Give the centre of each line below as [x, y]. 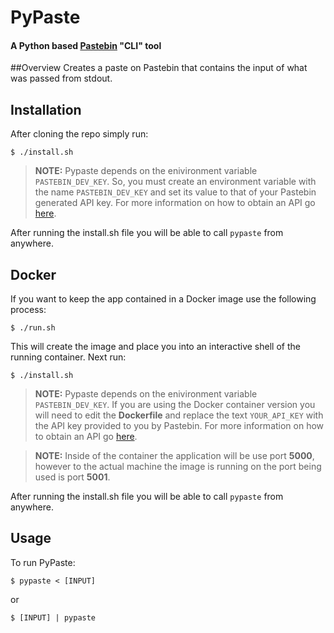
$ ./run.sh [33, 328]
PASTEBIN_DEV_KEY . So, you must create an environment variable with [175, 182]
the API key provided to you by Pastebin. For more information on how [179, 426]
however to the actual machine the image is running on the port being [178, 467]
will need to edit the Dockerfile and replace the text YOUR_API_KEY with [179, 415]
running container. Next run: [68, 357]
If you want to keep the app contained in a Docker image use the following [163, 299]
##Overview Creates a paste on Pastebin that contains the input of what [159, 68]
